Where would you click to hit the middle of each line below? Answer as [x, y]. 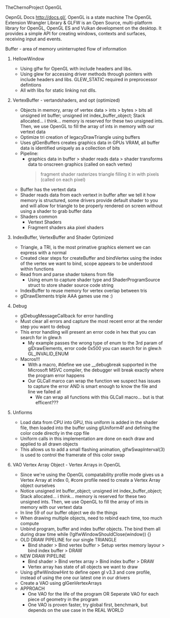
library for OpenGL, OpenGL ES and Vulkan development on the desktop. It [83, 28]
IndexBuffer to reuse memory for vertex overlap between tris [83, 291]
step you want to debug [45, 327]
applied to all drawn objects [49, 444]
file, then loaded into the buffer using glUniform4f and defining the [90, 428]
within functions [37, 269]
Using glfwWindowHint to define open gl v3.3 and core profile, [86, 572]
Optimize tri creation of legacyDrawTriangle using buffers [80, 137]
